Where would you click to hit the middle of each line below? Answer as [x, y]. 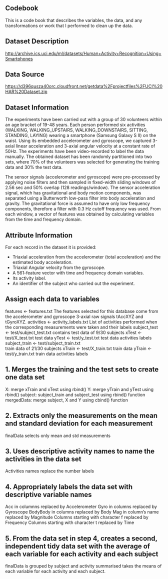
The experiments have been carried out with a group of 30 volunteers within [84, 119]
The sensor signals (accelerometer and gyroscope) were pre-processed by [83, 177]
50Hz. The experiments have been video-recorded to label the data [74, 151]
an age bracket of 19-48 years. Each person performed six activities [75, 125]
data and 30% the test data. [34, 167]
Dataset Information [37, 107]
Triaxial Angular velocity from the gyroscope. [59, 267]
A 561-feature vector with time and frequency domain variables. [78, 273]
